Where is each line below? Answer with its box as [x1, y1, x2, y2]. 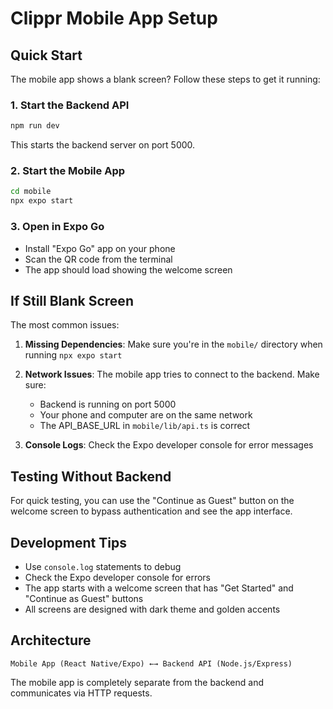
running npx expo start [24, 349, 123, 361]
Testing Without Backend [10, 468, 172, 485]
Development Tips [10, 534, 127, 551]
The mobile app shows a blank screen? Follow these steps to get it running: [10, 73, 321, 85]
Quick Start [10, 47, 83, 64]
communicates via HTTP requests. [10, 687, 153, 699]
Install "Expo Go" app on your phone [24, 242, 176, 254]
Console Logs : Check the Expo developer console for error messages [24, 439, 314, 451]
